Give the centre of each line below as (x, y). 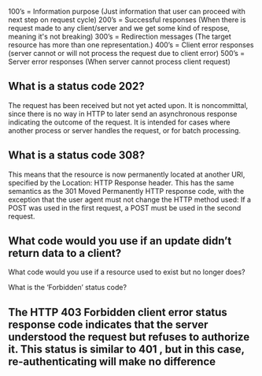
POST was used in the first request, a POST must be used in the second (125, 207)
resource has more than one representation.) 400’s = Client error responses (131, 45)
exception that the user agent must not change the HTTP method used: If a (130, 199)
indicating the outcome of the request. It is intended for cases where (119, 122)
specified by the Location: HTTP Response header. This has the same (121, 182)
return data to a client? (65, 253)
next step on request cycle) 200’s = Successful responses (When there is (127, 20)
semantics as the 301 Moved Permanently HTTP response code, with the (126, 191)
